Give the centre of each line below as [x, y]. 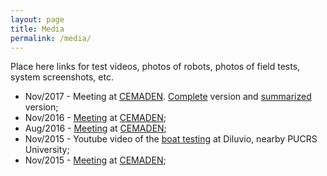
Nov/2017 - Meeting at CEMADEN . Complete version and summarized [168, 97]
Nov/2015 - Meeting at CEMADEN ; [95, 160]
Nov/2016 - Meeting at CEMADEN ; [95, 118]
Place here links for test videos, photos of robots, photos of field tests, [155, 67]
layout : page [37, 19]
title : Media [37, 29]
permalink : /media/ [51, 38]
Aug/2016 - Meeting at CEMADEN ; [95, 128]
